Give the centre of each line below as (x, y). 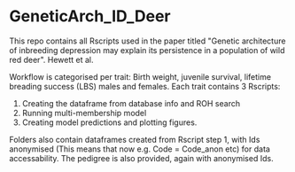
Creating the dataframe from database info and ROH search (131, 103)
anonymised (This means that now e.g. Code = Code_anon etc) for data (140, 149)
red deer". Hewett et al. (51, 59)
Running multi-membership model (84, 113)
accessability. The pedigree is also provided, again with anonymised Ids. (141, 158)
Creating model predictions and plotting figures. (109, 122)
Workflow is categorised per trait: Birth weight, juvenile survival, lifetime (140, 76)
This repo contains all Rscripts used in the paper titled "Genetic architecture (147, 41)
